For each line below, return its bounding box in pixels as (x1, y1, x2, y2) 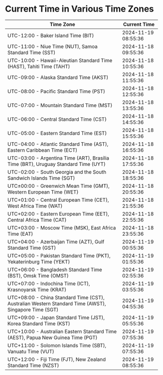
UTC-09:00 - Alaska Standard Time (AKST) (7, 74, 109, 81)
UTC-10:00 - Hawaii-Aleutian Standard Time (7, 57, 113, 64)
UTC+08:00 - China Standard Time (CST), (7, 294, 105, 301)
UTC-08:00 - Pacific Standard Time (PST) (7, 88, 105, 95)
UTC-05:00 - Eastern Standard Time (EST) (7, 130, 107, 136)
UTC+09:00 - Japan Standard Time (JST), (7, 314, 105, 321)
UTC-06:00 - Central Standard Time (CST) (7, 115, 107, 122)
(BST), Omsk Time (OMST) (7, 272, 69, 279)
